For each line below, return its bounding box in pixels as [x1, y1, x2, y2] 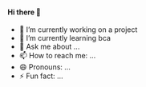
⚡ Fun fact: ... [18, 71, 63, 81]
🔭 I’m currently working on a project [18, 25, 138, 34]
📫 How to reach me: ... [18, 51, 96, 61]
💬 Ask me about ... [18, 42, 80, 52]
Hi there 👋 [7, 7, 41, 17]
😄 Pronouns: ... [18, 62, 71, 72]
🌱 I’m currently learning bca [18, 34, 112, 43]
